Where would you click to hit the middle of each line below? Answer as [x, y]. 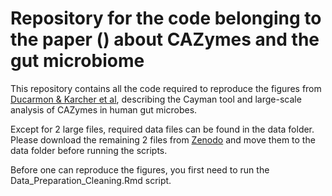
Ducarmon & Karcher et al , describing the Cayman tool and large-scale [156, 99]
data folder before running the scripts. [89, 150]
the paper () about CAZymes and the [165, 39]
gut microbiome [77, 61]
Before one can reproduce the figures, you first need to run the [140, 169]
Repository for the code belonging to [166, 18]
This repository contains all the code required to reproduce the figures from [166, 88]
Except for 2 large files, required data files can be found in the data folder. [162, 129]
